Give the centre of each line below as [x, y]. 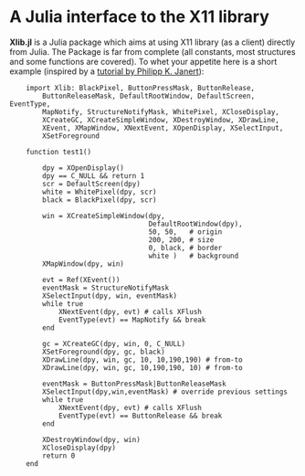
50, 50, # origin [185, 232]
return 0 [59, 455]
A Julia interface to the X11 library [139, 17]
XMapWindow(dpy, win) [84, 264]
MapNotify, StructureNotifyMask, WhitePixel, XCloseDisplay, [161, 111]
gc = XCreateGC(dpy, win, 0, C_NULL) [114, 344]
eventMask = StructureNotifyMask [106, 288]
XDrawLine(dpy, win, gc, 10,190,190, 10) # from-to [143, 367]
